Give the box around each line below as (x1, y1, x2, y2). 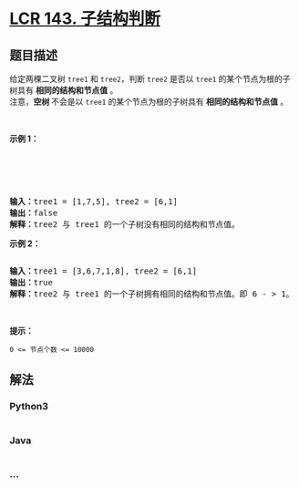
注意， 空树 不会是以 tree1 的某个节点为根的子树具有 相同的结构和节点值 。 (9, 97, 289, 107)
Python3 (9, 400, 48, 413)
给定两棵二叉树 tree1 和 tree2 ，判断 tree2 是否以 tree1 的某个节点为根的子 (9, 74, 291, 84)
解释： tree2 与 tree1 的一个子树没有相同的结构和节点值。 (9, 220, 240, 229)
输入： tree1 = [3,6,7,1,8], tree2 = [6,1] (9, 266, 198, 276)
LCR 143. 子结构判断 (9, 8, 161, 29)
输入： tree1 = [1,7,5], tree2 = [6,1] (9, 197, 178, 206)
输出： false (9, 208, 58, 218)
